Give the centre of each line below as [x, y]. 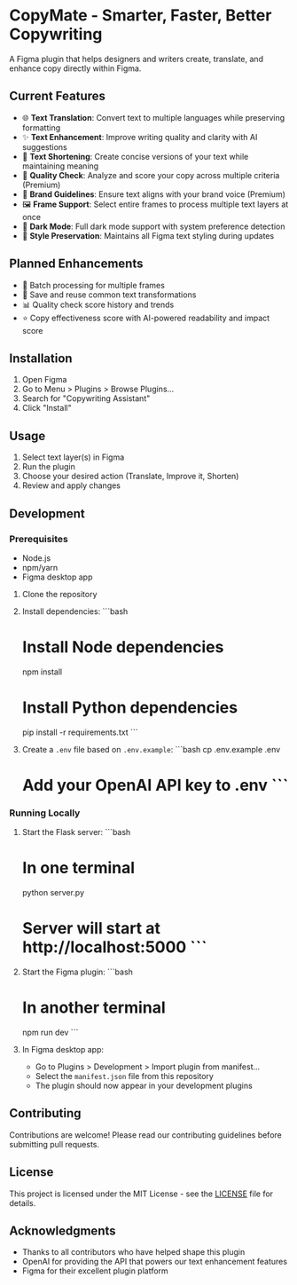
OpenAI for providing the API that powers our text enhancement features [155, 1262]
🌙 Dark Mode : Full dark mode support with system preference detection [153, 226]
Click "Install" [47, 408]
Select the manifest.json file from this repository [125, 1076]
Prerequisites [39, 539]
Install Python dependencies [129, 707]
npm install [42, 672]
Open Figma [44, 380]
